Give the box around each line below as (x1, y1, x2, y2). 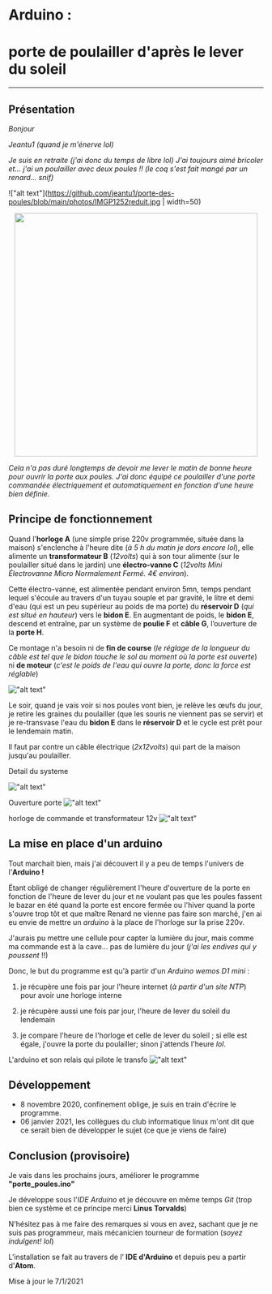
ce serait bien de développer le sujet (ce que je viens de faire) (19, 1125, 227, 1135)
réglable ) (8, 668, 39, 678)
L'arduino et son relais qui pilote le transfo (8, 1055, 148, 1064)
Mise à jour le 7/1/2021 (8, 1276, 83, 1287)
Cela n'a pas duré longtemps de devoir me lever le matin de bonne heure (8, 462, 253, 472)
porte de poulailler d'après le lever (8, 43, 244, 62)
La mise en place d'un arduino (8, 837, 164, 851)
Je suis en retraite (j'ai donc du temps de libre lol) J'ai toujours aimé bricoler (8, 155, 264, 165)
